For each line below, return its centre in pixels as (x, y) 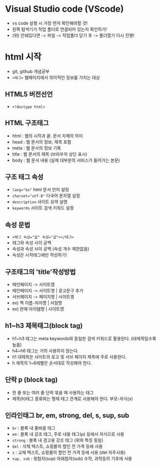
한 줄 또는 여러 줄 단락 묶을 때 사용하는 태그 (53, 392)
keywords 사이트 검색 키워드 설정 (43, 208)
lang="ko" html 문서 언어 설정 (40, 190)
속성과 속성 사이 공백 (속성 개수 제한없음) (51, 249)
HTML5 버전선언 (29, 95)
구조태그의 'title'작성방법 (40, 272)
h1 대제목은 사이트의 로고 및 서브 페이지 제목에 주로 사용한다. (69, 357)
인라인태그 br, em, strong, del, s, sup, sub (67, 415)
